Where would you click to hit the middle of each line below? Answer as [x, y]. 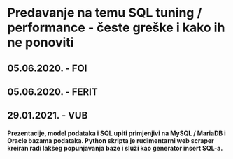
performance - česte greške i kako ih [116, 28]
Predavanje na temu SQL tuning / [105, 13]
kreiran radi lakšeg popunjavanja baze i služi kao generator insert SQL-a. [115, 148]
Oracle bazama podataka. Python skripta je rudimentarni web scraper [111, 140]
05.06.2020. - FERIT [52, 92]
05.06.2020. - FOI [47, 68]
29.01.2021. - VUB [48, 115]
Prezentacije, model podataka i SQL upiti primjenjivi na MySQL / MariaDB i [116, 133]
